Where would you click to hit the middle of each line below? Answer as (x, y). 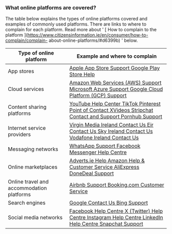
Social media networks (35, 218)
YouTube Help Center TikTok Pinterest (115, 104)
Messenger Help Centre (98, 152)
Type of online (36, 53)
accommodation (27, 188)
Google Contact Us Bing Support (109, 203)
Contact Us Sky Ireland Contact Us (111, 131)
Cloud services (26, 89)
